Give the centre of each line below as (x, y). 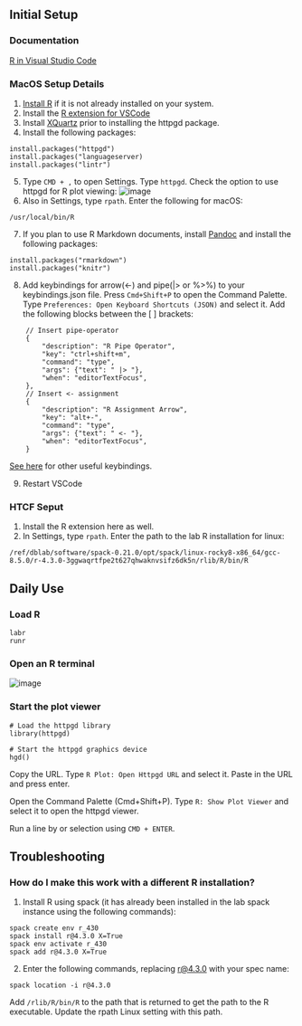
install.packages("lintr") (60, 165)
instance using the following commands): (99, 912)
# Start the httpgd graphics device (78, 749)
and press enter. (40, 784)
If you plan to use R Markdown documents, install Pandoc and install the (157, 233)
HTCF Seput (37, 507)
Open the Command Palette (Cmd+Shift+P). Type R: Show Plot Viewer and (149, 801)
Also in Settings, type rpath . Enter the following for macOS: (132, 200)
